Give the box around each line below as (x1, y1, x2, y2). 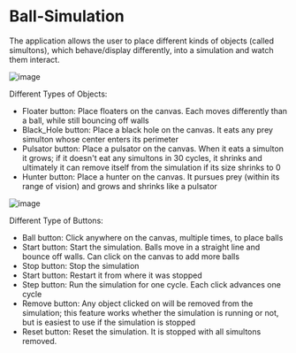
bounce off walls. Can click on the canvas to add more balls (21, 250, 240, 262)
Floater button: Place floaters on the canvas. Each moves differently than (21, 105, 288, 116)
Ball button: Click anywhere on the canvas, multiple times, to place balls (21, 232, 284, 242)
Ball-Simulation (9, 6, 125, 27)
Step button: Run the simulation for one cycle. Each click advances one (21, 279, 281, 289)
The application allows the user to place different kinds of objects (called (9, 35, 275, 46)
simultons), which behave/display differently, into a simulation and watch (9, 44, 274, 55)
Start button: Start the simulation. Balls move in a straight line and (21, 242, 261, 252)
